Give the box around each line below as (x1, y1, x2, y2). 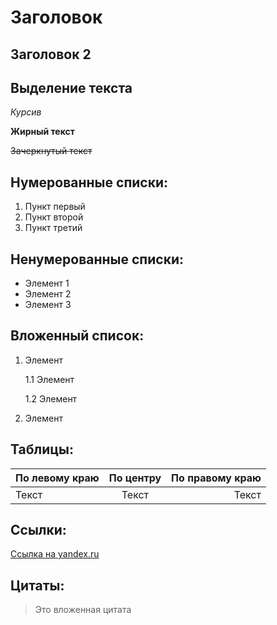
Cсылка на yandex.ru (10, 548, 100, 560)
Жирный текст (10, 126, 75, 138)
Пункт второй (24, 211, 84, 223)
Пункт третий (24, 222, 83, 234)
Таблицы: (10, 441, 74, 458)
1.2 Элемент (24, 392, 78, 405)
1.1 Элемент (24, 373, 75, 385)
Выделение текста (10, 79, 133, 96)
